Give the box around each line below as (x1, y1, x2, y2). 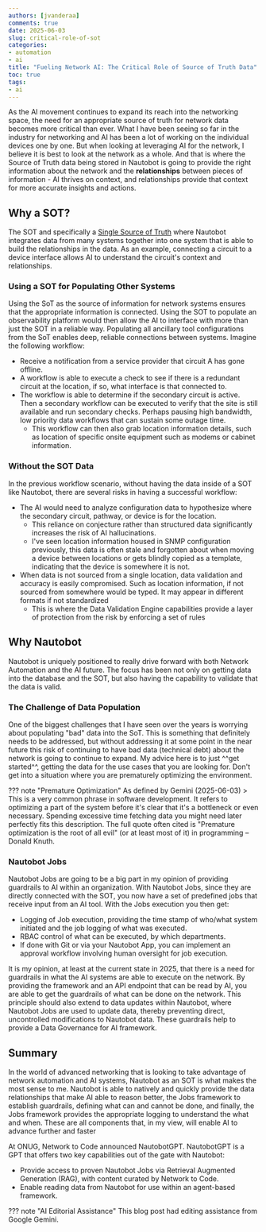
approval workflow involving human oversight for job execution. (19, 948, 228, 958)
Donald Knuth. (8, 836, 56, 846)
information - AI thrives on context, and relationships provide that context (8, 175, 249, 184)
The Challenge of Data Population (8, 701, 141, 713)
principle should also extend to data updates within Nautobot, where (8, 998, 232, 1007)
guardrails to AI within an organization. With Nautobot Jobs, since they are (8, 882, 252, 892)
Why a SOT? (8, 206, 71, 219)
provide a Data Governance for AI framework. (8, 1023, 157, 1033)
